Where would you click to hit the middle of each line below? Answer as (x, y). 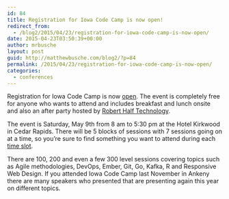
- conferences (33, 77)
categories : (24, 70)
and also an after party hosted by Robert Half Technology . (89, 111)
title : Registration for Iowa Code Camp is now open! (85, 20)
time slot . (20, 146)
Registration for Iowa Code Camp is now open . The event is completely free (113, 96)
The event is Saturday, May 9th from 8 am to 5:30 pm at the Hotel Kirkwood (114, 124)
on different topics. (34, 188)
